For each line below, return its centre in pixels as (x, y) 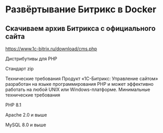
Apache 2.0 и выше (26, 115)
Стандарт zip (20, 69)
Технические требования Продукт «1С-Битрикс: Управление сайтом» (82, 79)
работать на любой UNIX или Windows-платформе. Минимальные (78, 89)
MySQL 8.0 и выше (26, 125)
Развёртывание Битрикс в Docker (81, 9)
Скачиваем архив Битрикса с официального (80, 28)
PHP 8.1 (13, 105)
